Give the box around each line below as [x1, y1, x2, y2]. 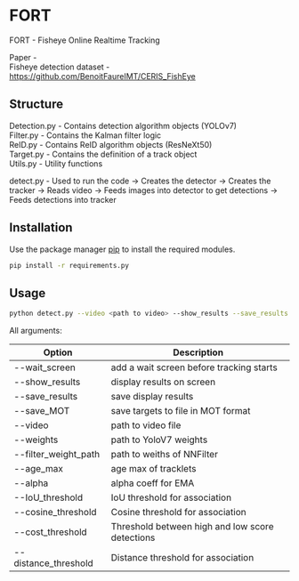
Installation [9, 220, 73, 236]
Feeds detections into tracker [9, 194, 117, 205]
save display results [110, 391, 194, 403]
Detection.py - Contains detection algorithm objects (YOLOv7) [9, 120, 238, 131]
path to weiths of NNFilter [110, 448, 218, 461]
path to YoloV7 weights [110, 433, 208, 446]
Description [173, 346, 224, 359]
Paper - [9, 52, 37, 62]
